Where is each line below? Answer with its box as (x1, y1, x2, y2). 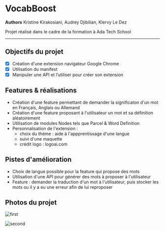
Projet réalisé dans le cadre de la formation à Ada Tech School (5, 29, 131, 34)
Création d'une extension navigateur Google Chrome (12, 60, 119, 66)
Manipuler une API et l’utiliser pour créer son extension (12, 72, 124, 78)
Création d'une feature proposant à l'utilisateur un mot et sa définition (12, 110, 154, 115)
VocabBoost (5, 3, 56, 14)
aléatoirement (12, 115, 40, 121)
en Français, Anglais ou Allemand (12, 104, 80, 111)
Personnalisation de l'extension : (12, 125, 79, 131)
